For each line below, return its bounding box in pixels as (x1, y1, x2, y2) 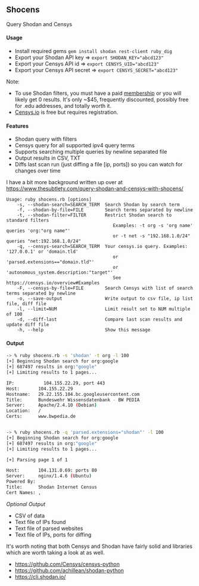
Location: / (6, 408, 42, 414)
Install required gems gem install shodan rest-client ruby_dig (14, 48, 173, 55)
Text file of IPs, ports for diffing (14, 531, 92, 538)
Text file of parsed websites (14, 525, 83, 532)
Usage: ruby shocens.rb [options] (6, 197, 92, 203)
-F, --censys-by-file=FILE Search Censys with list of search (17, 286, 194, 292)
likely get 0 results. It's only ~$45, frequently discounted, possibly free (14, 96, 189, 103)
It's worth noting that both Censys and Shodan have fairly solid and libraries (6, 542, 192, 550)
